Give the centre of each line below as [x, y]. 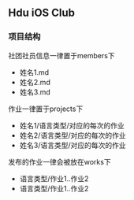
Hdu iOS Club [42, 13]
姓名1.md [34, 72]
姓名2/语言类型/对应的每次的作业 [73, 135]
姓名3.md [35, 92]
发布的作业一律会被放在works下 [60, 161]
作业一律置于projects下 [46, 109]
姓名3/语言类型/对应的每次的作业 [73, 145]
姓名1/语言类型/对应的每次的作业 [72, 125]
